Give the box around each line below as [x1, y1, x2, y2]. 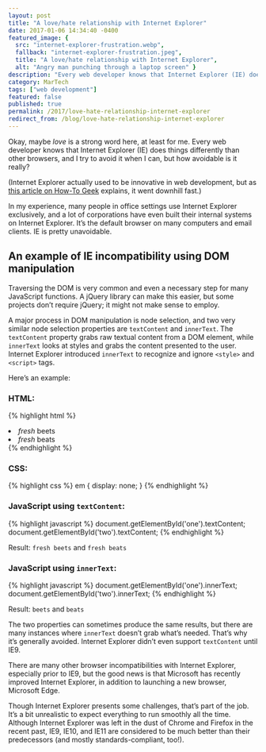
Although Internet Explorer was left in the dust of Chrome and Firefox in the [8, 718, 253, 727]
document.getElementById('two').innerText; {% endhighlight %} [8, 588, 216, 598]
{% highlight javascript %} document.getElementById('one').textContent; [8, 519, 245, 528]
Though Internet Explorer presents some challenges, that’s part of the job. [8, 700, 249, 711]
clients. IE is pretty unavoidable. [8, 226, 112, 236]
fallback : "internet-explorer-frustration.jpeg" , [15, 48, 182, 56]
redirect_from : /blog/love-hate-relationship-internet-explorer [8, 115, 225, 123]
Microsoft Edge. [8, 685, 61, 695]
